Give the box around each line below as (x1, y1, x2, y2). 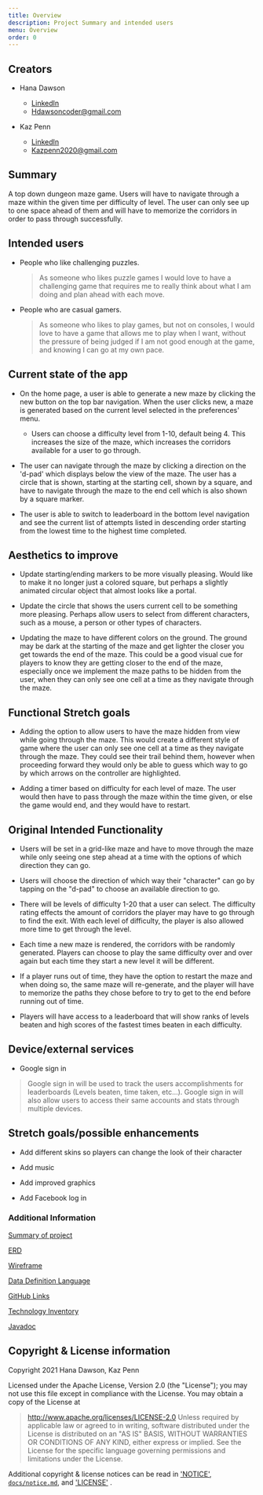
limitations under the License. (27, 1453, 123, 1464)
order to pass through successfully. (8, 213, 123, 224)
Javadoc (8, 1322, 37, 1331)
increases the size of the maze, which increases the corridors (31, 437, 232, 447)
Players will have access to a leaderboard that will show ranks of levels (19, 1012, 250, 1021)
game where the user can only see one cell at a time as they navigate (19, 743, 244, 753)
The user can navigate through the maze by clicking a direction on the (19, 461, 247, 470)
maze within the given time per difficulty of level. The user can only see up (8, 197, 250, 206)
